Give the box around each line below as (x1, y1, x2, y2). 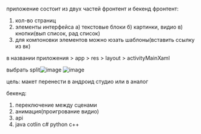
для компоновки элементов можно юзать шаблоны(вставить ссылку (15, 36, 195, 43)
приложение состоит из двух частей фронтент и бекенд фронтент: (6, 5, 179, 12)
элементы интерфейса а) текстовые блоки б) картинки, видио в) (15, 24, 183, 30)
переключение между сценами (15, 101, 97, 109)
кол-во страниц (15, 17, 56, 24)
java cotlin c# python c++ (15, 121, 80, 128)
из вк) (15, 42, 31, 50)
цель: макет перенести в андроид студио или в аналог (6, 78, 149, 85)
